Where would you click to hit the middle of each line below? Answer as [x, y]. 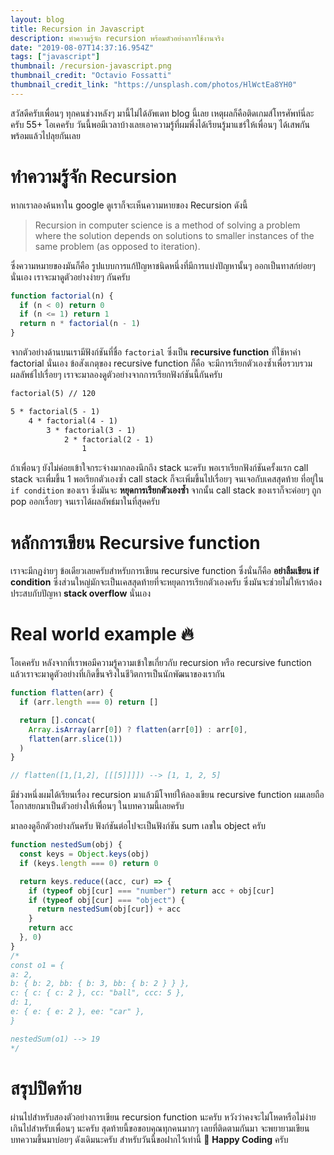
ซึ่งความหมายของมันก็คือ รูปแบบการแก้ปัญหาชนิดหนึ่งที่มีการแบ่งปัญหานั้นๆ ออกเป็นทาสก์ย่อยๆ [163, 265]
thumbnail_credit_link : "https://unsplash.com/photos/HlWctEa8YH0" [154, 85]
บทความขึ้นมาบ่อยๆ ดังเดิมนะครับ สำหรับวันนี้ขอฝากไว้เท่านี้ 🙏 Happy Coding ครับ [149, 1139]
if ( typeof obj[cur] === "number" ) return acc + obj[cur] [151, 891]
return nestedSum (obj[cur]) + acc [109, 909]
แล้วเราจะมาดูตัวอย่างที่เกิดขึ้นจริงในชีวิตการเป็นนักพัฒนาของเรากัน [118, 674]
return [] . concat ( [58, 720]
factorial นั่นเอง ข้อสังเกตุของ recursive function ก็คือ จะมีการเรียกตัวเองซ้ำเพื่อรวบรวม [161, 363]
